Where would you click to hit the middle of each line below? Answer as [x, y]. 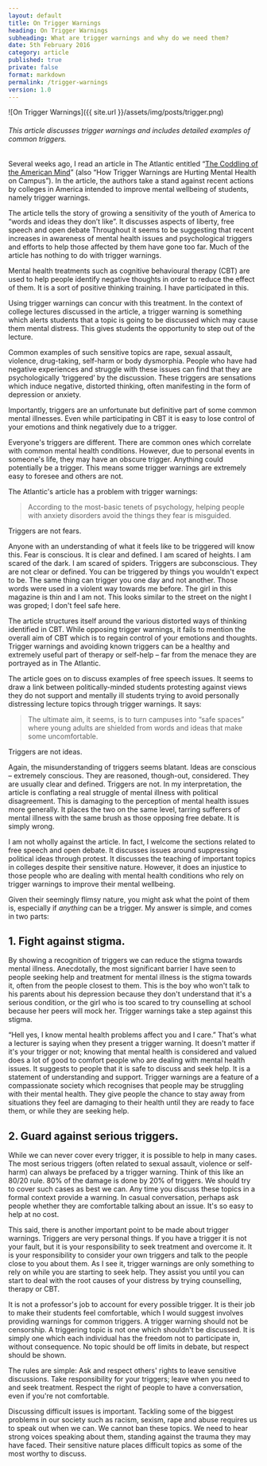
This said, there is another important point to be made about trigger [118, 1230]
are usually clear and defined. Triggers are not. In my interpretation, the [125, 784]
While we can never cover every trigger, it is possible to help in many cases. [133, 1156]
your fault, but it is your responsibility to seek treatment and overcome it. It [130, 1247]
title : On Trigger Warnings [55, 23]
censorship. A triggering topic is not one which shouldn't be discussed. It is [132, 1330]
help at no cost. [34, 1215]
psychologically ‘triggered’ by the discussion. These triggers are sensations [132, 377]
